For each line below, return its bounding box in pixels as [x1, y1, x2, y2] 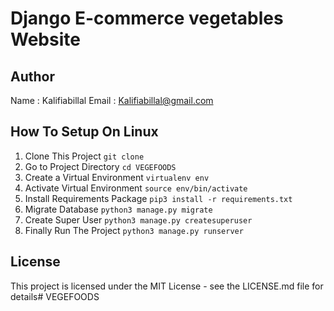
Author [10, 68, 55, 85]
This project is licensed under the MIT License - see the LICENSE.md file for [10, 280, 324, 292]
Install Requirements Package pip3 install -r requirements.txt [24, 192, 293, 204]
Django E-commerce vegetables [10, 7, 284, 30]
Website [10, 28, 81, 51]
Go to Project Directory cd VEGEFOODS [24, 160, 177, 172]
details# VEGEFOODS [10, 290, 100, 302]
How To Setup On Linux [10, 123, 159, 141]
